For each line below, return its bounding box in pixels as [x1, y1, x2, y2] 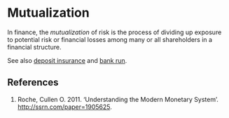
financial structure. [7, 43, 62, 51]
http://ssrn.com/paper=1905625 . [17, 103, 112, 111]
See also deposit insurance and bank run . [7, 56, 127, 64]
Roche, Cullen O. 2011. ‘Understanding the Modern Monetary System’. [17, 95, 218, 103]
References [7, 77, 59, 89]
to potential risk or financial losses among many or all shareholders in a [7, 35, 212, 43]
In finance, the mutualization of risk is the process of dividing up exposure [7, 28, 222, 36]
